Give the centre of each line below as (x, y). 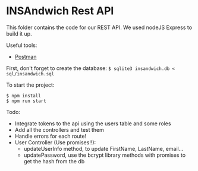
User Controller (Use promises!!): (55, 142)
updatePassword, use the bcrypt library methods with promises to (105, 155)
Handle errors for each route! (51, 136)
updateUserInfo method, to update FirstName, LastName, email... (103, 148)
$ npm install (24, 96)
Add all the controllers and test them (59, 129)
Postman (26, 56)
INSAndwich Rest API (60, 11)
